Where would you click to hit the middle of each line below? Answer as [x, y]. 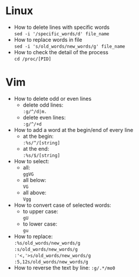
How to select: [32, 161]
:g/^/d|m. [35, 111]
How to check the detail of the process [61, 52]
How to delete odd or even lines [53, 98]
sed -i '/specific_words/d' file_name [62, 34]
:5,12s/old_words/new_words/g [51, 262]
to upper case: [40, 211]
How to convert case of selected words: [62, 205]
